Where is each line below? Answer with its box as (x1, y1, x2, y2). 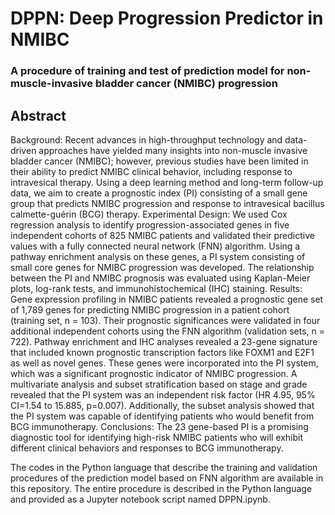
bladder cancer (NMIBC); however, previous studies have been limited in (10, 155, 309, 167)
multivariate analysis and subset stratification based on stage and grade (10, 378, 308, 390)
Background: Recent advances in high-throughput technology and (10, 133, 283, 146)
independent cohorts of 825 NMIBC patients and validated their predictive (10, 229, 315, 241)
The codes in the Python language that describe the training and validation (10, 461, 318, 473)
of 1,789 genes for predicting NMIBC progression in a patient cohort (10, 303, 290, 316)
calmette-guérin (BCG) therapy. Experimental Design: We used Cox (10, 208, 288, 220)
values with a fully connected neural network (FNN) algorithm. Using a (10, 240, 301, 252)
